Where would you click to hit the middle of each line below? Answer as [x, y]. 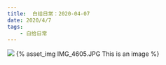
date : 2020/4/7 [29, 20]
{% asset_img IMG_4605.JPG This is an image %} [88, 54]
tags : [15, 27]
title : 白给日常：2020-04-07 [49, 14]
